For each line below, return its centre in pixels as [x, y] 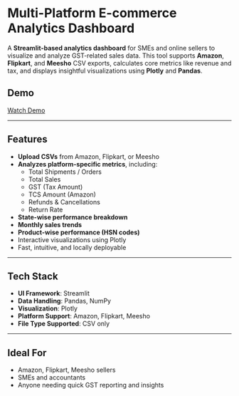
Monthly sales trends [50, 224]
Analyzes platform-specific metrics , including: [87, 164]
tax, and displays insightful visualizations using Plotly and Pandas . [105, 71]
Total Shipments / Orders [65, 172]
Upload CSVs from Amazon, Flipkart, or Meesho [89, 156]
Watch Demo [26, 110]
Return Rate [46, 209]
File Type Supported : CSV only [64, 324]
